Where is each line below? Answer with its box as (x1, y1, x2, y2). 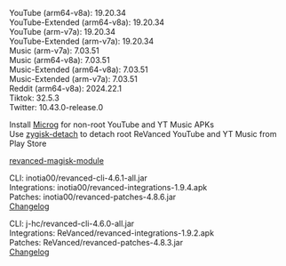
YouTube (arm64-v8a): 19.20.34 (9, 8, 127, 18)
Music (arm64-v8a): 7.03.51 (9, 55, 110, 65)
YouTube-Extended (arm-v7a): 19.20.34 (9, 36, 154, 46)
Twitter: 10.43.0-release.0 (9, 102, 104, 112)
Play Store (9, 138, 47, 149)
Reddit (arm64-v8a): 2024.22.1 (9, 84, 123, 93)
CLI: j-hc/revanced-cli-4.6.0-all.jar (9, 218, 135, 229)
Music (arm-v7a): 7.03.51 (9, 45, 99, 56)
